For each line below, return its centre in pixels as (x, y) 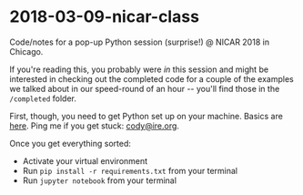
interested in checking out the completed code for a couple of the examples (151, 78)
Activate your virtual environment (85, 160)
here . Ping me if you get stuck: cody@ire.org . (95, 126)
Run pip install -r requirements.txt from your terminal (130, 170)
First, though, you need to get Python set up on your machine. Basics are (146, 116)
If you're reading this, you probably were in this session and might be (139, 69)
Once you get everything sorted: (71, 143)
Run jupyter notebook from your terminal (100, 180)
